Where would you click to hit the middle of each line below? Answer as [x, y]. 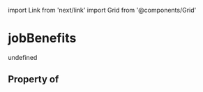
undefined [23, 57]
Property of [33, 79]
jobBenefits [42, 38]
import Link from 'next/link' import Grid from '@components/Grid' [102, 10]
